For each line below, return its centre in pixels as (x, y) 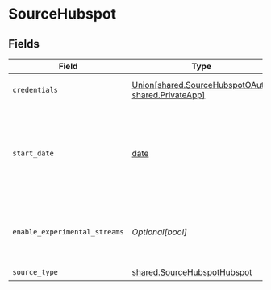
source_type (35, 272)
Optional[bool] (160, 232)
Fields (24, 44)
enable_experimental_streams (68, 232)
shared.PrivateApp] (169, 95)
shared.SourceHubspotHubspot (192, 272)
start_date (33, 153)
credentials (35, 90)
